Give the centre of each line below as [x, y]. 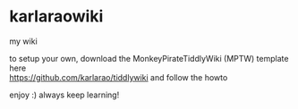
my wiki [23, 41]
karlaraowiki [56, 17]
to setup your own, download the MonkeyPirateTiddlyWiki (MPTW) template [149, 58]
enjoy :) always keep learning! [64, 95]
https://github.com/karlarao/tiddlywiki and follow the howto [119, 77]
